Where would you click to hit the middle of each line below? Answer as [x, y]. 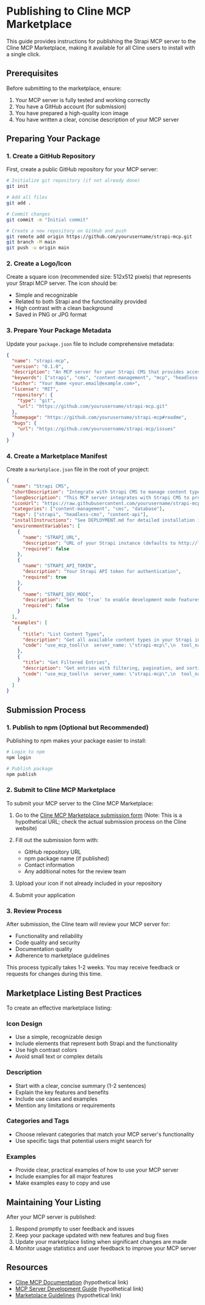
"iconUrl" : [26, 503]
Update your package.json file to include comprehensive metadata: [90, 344]
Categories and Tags [38, 1121]
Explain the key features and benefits [62, 1092]
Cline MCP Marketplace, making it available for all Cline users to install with [101, 48]
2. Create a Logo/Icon [39, 264]
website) [26, 828]
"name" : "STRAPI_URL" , [51, 537]
